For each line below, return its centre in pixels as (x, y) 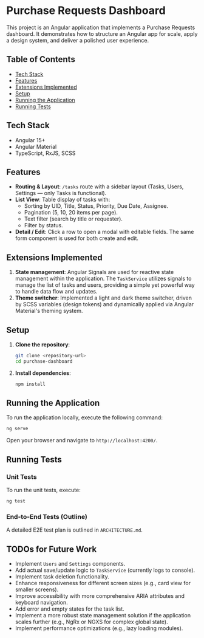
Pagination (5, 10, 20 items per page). (71, 213)
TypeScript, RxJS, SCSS (45, 153)
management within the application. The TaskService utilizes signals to (103, 279)
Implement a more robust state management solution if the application (103, 615)
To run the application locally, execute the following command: (84, 417)
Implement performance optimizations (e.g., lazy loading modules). (99, 628)
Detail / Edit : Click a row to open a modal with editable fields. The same (104, 232)
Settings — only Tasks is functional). (61, 193)
